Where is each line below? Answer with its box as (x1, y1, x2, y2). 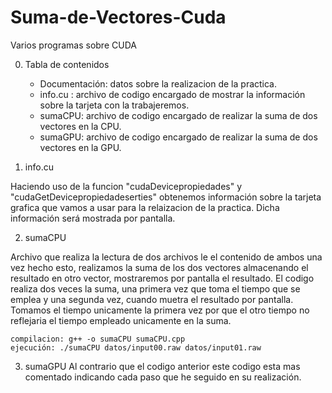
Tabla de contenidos (24, 58, 110, 70)
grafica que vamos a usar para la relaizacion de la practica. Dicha (10, 201, 280, 213)
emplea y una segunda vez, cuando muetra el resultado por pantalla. (10, 293, 294, 305)
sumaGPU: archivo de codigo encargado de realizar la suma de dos (39, 131, 318, 143)
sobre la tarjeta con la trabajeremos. (39, 99, 190, 111)
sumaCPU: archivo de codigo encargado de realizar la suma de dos (39, 109, 318, 121)
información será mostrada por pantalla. (10, 212, 176, 224)
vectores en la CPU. (39, 120, 122, 132)
